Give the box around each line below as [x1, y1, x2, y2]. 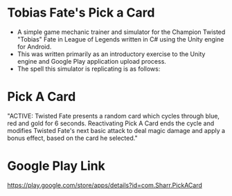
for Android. [17, 42, 52, 51]
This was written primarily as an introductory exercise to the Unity [17, 50, 206, 58]
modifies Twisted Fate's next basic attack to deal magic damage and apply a [7, 126, 226, 134]
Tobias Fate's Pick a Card [7, 5, 155, 21]
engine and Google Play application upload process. [17, 57, 166, 65]
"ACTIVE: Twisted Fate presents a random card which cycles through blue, [7, 112, 220, 120]
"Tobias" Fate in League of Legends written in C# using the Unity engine [17, 35, 224, 43]
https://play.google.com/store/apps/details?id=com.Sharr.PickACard [7, 181, 203, 189]
